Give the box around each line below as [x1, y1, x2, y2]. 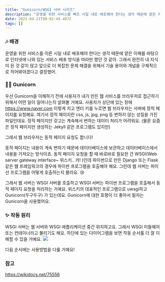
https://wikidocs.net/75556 [5, 272, 60, 278]
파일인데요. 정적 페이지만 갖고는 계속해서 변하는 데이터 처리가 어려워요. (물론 [5, 118, 151, 124]
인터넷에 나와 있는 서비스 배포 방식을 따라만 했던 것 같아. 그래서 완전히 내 [10, 56, 149, 62]
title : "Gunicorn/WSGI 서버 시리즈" [5, 7, 75, 12]
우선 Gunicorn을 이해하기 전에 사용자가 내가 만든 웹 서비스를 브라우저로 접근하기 [5, 93, 159, 99]
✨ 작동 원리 [5, 212, 31, 219]
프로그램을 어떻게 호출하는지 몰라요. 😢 [10, 169, 85, 175]
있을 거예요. [19, 236, 42, 242]
